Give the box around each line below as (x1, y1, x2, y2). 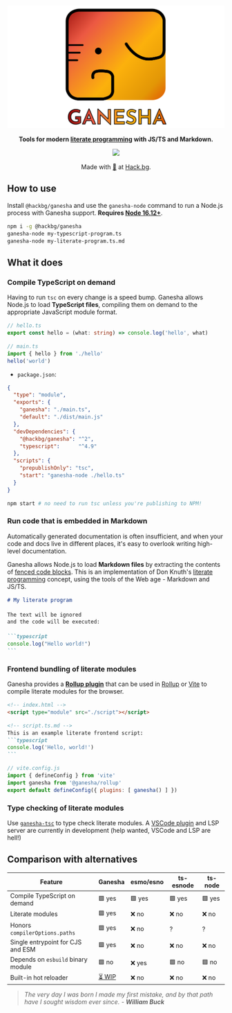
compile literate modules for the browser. (7, 687, 124, 696)
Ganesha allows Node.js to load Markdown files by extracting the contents (7, 560, 221, 568)
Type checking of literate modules (7, 803, 124, 813)
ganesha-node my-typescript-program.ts (7, 230, 122, 237)
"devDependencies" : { (13, 428, 76, 435)
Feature (40, 877, 64, 886)
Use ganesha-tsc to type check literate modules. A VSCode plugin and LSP (7, 819, 220, 827)
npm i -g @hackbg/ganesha (7, 222, 81, 230)
